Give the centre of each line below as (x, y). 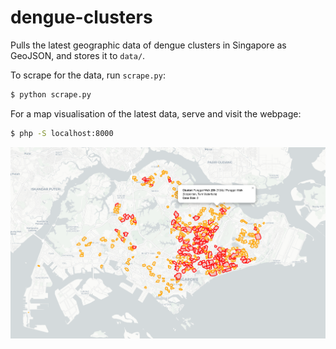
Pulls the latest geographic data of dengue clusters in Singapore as (148, 45)
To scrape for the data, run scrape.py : (88, 75)
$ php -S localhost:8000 (62, 133)
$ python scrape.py (51, 94)
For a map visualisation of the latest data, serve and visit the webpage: (156, 113)
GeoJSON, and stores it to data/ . (78, 55)
